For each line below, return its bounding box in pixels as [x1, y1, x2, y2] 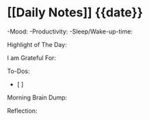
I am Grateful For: [7, 53, 57, 62]
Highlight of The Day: [7, 40, 67, 48]
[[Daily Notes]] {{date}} [7, 5, 144, 20]
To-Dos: [7, 67, 30, 75]
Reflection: [7, 106, 38, 115]
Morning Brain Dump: [7, 93, 68, 102]
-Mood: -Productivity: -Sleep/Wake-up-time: [7, 27, 133, 35]
